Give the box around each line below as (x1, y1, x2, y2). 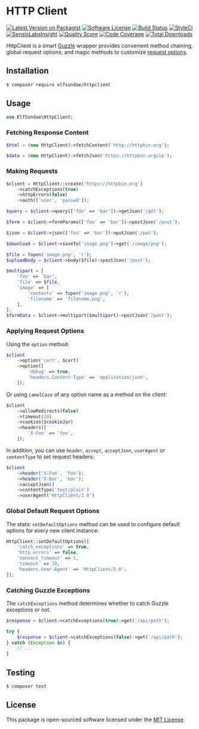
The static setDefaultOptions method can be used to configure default (6, 520, 180, 527)
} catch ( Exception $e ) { (6, 640, 71, 646)
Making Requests (6, 167, 58, 175)
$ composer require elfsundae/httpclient (6, 82, 111, 88)
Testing (6, 667, 35, 677)
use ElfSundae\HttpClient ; (6, 114, 74, 121)
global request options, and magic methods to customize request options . (6, 48, 188, 55)
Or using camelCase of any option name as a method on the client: (6, 391, 167, 398)
